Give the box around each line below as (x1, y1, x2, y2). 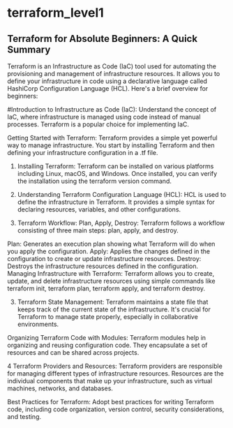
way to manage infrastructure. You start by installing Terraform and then (7, 141, 215, 149)
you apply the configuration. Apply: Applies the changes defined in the (7, 247, 211, 256)
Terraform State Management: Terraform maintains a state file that (17, 298, 209, 306)
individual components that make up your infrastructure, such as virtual (7, 377, 213, 385)
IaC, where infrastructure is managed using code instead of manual (7, 113, 201, 121)
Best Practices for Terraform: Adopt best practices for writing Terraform (7, 398, 214, 406)
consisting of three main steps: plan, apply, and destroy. (17, 226, 179, 235)
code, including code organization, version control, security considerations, (7, 405, 225, 413)
